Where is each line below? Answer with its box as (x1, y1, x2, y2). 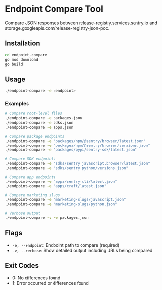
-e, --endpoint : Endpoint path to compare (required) (12, 242, 120, 248)
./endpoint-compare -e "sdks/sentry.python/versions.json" (5, 166, 129, 171)
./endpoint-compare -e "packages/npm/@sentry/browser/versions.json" (5, 143, 151, 148)
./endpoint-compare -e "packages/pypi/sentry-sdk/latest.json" (5, 147, 137, 152)
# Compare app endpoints (5, 174, 56, 180)
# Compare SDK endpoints (5, 156, 56, 161)
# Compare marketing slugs (5, 192, 60, 198)
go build (5, 62, 23, 67)
